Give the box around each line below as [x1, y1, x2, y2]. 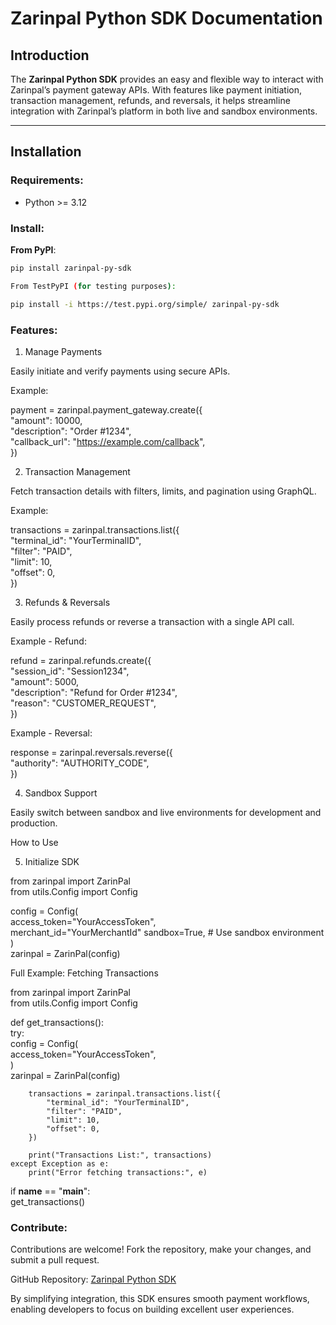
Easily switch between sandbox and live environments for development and [10, 806, 322, 818]
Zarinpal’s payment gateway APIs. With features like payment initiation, [10, 84, 303, 96]
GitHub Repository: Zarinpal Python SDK [10, 1273, 177, 1286]
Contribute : [10, 1220, 68, 1234]
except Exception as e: [10, 1158, 110, 1169]
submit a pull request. [10, 1254, 100, 1266]
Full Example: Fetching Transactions [10, 967, 159, 979]
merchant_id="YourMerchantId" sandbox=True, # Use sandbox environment [10, 926, 325, 938]
